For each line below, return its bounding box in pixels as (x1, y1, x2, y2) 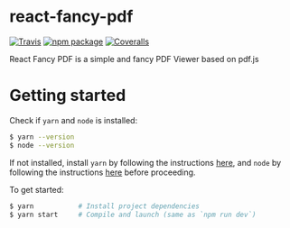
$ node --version (9, 141, 75, 150)
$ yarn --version (9, 132, 75, 141)
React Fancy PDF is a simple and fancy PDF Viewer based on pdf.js (9, 53, 259, 64)
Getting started (9, 86, 126, 105)
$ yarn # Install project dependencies (9, 201, 201, 211)
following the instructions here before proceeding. (9, 167, 196, 178)
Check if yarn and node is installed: (9, 114, 138, 125)
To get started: (9, 184, 65, 195)
